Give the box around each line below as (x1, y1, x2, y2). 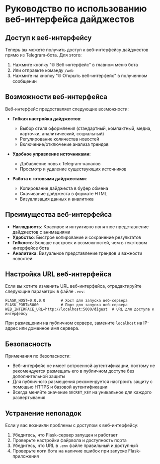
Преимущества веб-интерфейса (5, 210, 112, 219)
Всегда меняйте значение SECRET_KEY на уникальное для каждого (12, 389, 152, 395)
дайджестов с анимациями (12, 229, 71, 235)
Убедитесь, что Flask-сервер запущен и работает (12, 432, 118, 438)
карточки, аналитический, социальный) (19, 130, 104, 136)
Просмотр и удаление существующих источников (19, 166, 127, 172)
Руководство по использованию (5, 3, 147, 14)
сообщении (12, 78, 37, 84)
